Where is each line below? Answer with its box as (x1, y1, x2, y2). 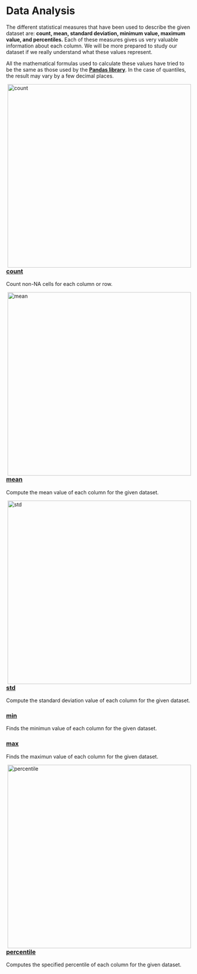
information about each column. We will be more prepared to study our (6, 42, 178, 49)
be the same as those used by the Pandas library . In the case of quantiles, (6, 66, 186, 73)
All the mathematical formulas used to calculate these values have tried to (6, 60, 185, 67)
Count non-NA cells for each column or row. (6, 281, 113, 288)
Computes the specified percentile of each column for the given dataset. (6, 961, 182, 968)
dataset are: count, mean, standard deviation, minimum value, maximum (6, 29, 186, 36)
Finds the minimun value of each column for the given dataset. (6, 725, 157, 732)
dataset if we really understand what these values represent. (6, 48, 152, 55)
